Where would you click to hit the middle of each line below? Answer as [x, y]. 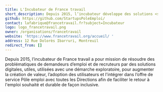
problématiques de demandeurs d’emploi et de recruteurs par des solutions [81, 64]
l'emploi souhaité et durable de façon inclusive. [52, 84]
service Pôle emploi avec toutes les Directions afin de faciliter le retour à [77, 79]
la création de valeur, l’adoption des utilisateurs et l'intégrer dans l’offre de [79, 74]
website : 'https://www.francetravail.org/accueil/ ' [59, 37]
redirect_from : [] [24, 45]
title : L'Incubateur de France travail [45, 9]
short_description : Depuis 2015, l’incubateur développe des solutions [79, 14]
